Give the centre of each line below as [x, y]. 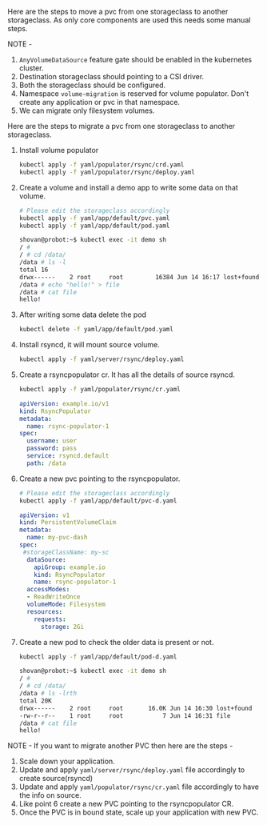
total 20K [36, 701]
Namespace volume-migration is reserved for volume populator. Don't [134, 94]
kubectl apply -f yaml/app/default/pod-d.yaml [98, 657]
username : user [52, 441]
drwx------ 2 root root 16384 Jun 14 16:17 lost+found [139, 277]
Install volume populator [59, 150]
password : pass [52, 449]
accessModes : [48, 590]
